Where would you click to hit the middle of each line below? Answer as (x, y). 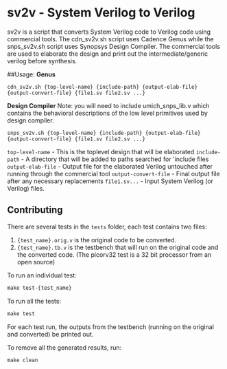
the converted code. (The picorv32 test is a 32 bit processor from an (114, 254)
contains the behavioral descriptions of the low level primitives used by (107, 113)
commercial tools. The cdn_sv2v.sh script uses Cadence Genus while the (110, 39)
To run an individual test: (42, 275)
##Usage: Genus (32, 74)
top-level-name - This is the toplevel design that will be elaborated (101, 151)
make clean (23, 360)
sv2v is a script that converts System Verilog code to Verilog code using (109, 32)
